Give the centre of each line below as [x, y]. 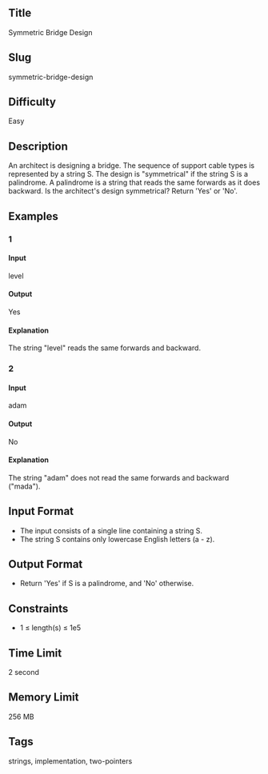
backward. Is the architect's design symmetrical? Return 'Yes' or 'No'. [123, 191]
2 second [24, 672]
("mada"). [24, 486]
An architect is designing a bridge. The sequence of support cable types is [131, 166]
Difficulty [32, 102]
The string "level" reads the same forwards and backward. [105, 348]
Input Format [41, 511]
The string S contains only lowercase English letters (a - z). [117, 539]
